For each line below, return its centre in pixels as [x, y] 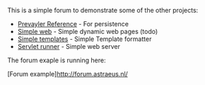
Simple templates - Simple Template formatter [84, 39]
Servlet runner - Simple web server [69, 46]
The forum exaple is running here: [57, 60]
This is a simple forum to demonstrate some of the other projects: [103, 10]
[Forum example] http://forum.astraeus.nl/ [68, 74]
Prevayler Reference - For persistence [73, 24]
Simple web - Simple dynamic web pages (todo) [88, 32]
